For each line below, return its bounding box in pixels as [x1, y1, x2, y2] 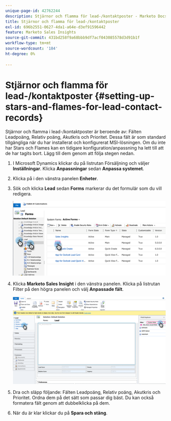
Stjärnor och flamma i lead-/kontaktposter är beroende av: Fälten [5, 129, 141, 135]
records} [5, 112, 43, 123]
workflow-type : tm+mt [5, 41, 51, 46]
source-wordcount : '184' [5, 46, 58, 51]
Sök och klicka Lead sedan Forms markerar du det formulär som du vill [12, 185, 162, 191]
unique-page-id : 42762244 [5, 8, 60, 13]
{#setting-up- [94, 90, 155, 102]
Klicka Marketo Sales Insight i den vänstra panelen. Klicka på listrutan [12, 281, 160, 287]
